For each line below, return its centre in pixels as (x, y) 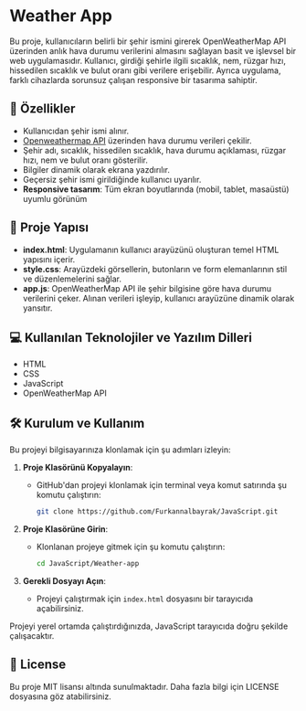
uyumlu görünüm (55, 198)
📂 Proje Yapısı (49, 228)
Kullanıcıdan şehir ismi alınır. (76, 131)
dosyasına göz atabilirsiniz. (60, 696)
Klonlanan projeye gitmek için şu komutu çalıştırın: (131, 547)
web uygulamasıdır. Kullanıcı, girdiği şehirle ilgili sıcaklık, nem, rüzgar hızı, (148, 60)
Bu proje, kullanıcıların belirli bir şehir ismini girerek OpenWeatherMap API (148, 41)
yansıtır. (37, 308)
